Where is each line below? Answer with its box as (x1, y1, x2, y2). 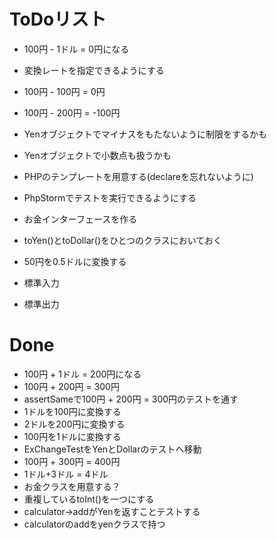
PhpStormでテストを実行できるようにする (23, 191, 197, 204)
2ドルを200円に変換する (23, 418, 126, 430)
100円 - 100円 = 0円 (23, 85, 106, 97)
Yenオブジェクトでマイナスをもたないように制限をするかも (23, 128, 268, 140)
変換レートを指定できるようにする (23, 64, 165, 76)
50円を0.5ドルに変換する (23, 255, 127, 267)
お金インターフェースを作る (23, 213, 138, 225)
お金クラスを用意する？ (23, 480, 121, 492)
